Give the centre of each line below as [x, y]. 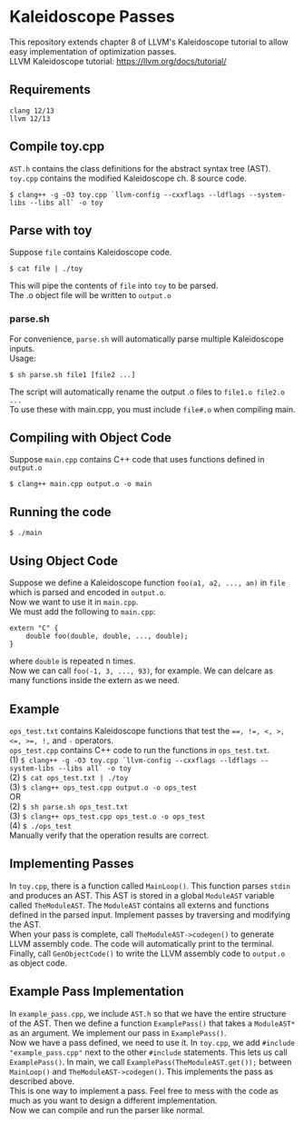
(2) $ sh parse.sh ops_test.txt [69, 806]
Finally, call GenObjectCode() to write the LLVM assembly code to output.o [147, 953]
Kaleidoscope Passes [92, 17]
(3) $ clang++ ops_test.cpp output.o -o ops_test [103, 787]
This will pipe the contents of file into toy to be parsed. [114, 286]
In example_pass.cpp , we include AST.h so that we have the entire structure [148, 1013]
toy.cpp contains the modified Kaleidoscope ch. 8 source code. [128, 178]
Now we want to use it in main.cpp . [74, 602]
